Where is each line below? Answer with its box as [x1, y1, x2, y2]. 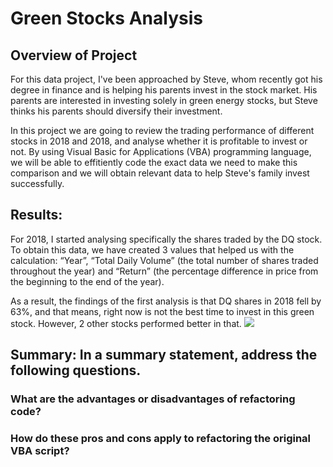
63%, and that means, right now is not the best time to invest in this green [10, 305, 315, 317]
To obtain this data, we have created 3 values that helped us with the [10, 243, 295, 256]
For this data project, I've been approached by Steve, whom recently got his [10, 73, 323, 85]
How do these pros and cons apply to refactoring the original [10, 432, 312, 446]
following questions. [10, 362, 142, 379]
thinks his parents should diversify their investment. [10, 105, 223, 117]
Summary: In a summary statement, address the [10, 347, 318, 364]
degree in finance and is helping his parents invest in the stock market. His [10, 84, 318, 96]
